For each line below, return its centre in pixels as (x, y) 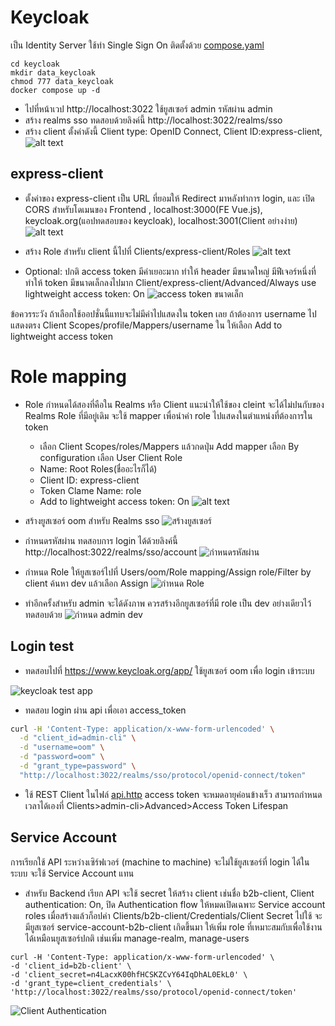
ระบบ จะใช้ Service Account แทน (72, 873)
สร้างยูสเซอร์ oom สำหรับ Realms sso (92, 520)
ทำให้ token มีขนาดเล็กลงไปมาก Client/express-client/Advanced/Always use (170, 282)
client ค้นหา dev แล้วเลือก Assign (86, 583)
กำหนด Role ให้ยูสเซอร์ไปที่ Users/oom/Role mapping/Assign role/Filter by (168, 572)
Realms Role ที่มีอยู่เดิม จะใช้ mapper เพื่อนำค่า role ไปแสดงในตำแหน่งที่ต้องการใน (168, 415)
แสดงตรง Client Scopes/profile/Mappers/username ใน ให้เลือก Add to (146, 325)
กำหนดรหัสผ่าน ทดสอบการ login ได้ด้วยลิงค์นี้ (101, 540)
